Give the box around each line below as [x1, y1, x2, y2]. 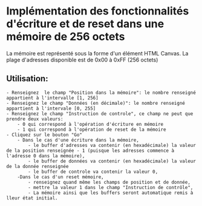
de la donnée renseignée [6, 163, 69, 169]
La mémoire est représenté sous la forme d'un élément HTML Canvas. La [6, 49, 189, 57]
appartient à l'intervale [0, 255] [6, 105, 96, 111]
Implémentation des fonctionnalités [6, 4, 189, 18]
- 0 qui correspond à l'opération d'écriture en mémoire [17, 121, 164, 127]
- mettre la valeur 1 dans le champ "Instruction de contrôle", [28, 184, 194, 190]
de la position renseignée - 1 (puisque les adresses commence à [6, 148, 174, 154]
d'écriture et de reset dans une [6, 17, 165, 31]
